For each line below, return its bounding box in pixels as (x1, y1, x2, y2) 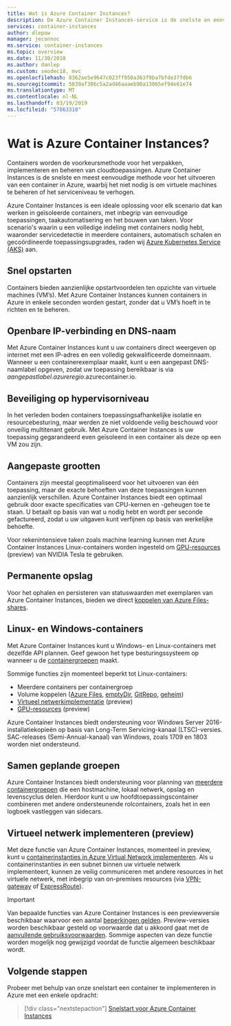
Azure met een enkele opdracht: (7, 991, 98, 999)
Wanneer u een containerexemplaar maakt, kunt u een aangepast (7, 358, 192, 366)
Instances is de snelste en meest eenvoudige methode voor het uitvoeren (7, 173, 215, 181)
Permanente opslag (7, 570, 93, 582)
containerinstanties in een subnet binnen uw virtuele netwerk (7, 860, 181, 868)
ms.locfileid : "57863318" (7, 106, 81, 113)
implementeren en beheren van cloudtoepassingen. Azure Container (7, 166, 201, 174)
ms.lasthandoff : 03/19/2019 (7, 100, 88, 107)
